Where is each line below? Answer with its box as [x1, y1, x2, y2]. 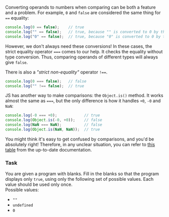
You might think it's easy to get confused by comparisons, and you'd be [5, 136, 154, 142]
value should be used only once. [5, 181, 73, 188]
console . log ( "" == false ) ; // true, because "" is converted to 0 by [5, 29, 158, 34]
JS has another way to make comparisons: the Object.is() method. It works [5, 93, 163, 99]
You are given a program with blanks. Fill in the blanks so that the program [5, 171, 159, 177]
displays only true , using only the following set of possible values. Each [5, 176, 154, 182]
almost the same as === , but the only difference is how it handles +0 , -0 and [5, 98, 161, 104]
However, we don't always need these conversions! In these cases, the [5, 43, 152, 49]
